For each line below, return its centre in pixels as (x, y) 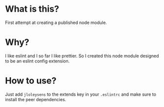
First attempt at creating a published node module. (56, 22)
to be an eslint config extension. (37, 61)
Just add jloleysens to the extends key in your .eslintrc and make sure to (81, 94)
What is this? (32, 9)
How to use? (31, 81)
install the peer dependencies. (36, 99)
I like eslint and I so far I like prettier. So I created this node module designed (82, 56)
